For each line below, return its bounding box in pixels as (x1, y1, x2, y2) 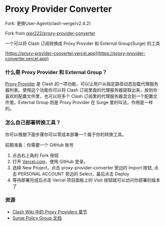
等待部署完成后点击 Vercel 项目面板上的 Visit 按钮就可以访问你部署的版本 (12, 177, 161, 183)
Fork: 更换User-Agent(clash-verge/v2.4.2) (5, 20, 91, 26)
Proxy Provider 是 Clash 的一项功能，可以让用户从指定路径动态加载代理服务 (5, 81, 159, 87)
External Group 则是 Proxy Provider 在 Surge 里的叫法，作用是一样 (18, 100, 153, 106)
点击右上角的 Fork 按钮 (12, 152, 59, 158)
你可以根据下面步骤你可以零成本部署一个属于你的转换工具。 (5, 131, 126, 137)
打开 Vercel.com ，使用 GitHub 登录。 (12, 158, 88, 164)
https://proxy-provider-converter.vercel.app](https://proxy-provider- (6, 50, 146, 56)
